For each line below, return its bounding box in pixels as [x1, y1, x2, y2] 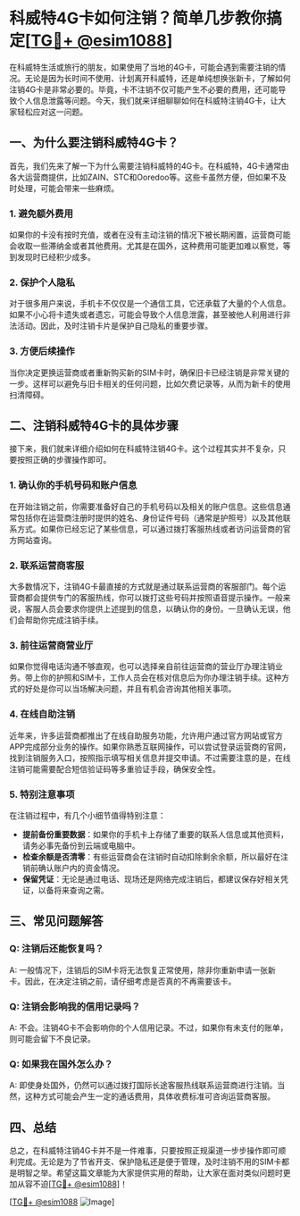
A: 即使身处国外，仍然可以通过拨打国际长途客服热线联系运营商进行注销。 [9, 1080, 278, 1091]
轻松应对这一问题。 [16, 106, 87, 117]
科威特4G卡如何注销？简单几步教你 [9, 8, 266, 29]
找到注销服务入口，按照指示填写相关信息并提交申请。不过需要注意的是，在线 [9, 752, 291, 763]
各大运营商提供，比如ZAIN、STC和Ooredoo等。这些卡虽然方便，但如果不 [9, 172, 279, 182]
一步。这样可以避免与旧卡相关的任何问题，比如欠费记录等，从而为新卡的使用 [9, 378, 291, 389]
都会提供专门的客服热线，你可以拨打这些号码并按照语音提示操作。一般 [24, 592, 283, 603]
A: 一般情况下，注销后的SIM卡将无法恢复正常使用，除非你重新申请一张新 [9, 964, 277, 975]
